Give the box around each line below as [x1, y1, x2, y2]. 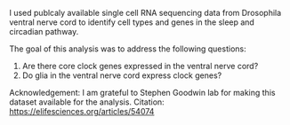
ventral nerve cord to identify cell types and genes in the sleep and [9, 17, 255, 27]
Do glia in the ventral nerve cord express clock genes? [21, 70, 222, 81]
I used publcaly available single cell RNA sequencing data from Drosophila [9, 8, 282, 18]
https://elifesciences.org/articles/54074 [9, 106, 155, 116]
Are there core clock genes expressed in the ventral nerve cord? [21, 61, 259, 71]
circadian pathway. [9, 27, 79, 36]
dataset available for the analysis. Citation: [9, 97, 165, 107]
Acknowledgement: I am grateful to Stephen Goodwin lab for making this [9, 88, 276, 98]
